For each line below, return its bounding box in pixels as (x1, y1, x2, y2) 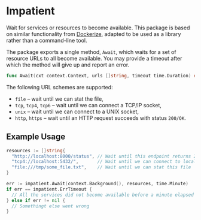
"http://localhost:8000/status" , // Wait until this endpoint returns (11, 153, 191, 159)
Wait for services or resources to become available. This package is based (6, 24, 190, 31)
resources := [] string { (6, 147, 66, 153)
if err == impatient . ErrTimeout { (6, 186, 93, 192)
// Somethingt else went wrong (11, 203, 90, 209)
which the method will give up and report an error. (6, 61, 130, 68)
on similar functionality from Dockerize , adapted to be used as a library (6, 30, 181, 37)
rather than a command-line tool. (6, 37, 87, 44)
